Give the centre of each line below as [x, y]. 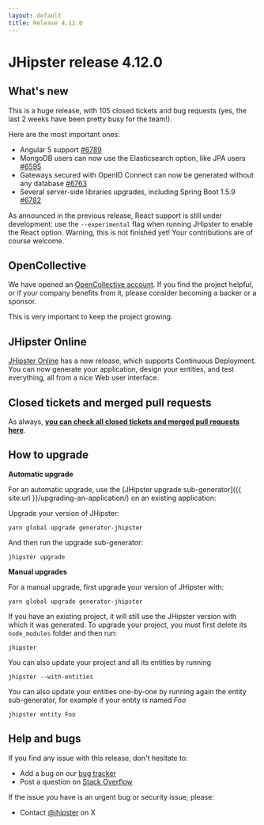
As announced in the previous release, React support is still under [115, 216]
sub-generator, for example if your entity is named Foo [97, 700]
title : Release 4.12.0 [45, 23]
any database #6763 [53, 183]
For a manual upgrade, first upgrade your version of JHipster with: [116, 586]
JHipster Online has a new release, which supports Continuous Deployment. [132, 361]
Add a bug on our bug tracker [68, 773]
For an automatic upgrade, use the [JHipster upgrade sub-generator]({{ [125, 489]
